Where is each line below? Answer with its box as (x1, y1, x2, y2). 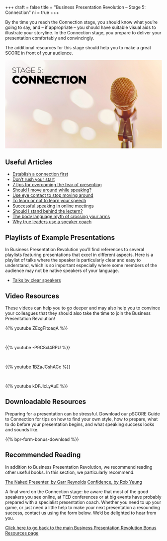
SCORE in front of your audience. (5, 50, 73, 56)
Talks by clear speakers (12, 277, 61, 283)
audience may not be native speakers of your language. (5, 268, 119, 273)
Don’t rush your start (12, 176, 55, 182)
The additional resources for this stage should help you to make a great (5, 45, 152, 50)
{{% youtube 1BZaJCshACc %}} (5, 364, 71, 370)
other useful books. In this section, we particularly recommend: (5, 469, 135, 475)
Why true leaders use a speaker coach (12, 219, 92, 225)
